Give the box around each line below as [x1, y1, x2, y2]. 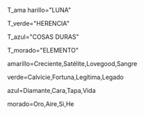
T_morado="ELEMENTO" [7, 46, 79, 54]
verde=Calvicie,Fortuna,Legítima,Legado [7, 73, 124, 81]
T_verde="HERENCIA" [7, 19, 70, 27]
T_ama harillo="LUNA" [7, 6, 72, 14]
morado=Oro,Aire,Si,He [7, 100, 74, 108]
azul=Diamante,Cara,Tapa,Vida [7, 87, 96, 94]
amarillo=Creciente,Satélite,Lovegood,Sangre [7, 60, 138, 68]
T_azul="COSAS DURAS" [7, 33, 79, 41]
